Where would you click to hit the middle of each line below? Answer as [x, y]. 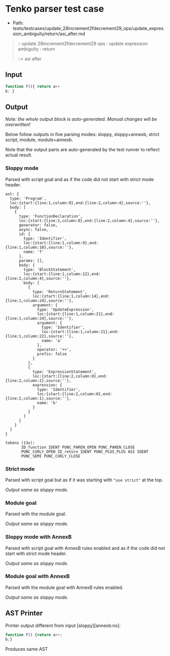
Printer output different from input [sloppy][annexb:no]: [63, 626]
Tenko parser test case [55, 9]
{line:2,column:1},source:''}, [38, 398]
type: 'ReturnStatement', [60, 292]
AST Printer [24, 613]
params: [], [31, 260]
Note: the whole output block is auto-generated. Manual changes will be [81, 119]
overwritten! [18, 124]
